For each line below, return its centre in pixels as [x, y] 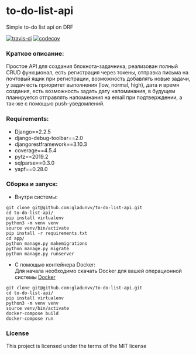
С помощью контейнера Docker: [55, 264]
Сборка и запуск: [32, 184]
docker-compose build [32, 313]
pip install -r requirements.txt [47, 233]
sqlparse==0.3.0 [35, 163]
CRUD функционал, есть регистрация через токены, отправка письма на [97, 73]
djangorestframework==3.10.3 [51, 144]
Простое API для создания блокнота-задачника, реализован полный [92, 66]
